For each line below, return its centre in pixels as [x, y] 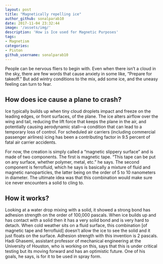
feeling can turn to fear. [28, 84]
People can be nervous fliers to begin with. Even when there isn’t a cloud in [81, 69]
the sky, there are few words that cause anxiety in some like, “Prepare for [79, 74]
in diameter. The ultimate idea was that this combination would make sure [79, 178]
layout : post [18, 9]
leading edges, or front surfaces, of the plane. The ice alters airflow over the [81, 116]
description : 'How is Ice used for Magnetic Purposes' [62, 32]
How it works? [27, 198]
